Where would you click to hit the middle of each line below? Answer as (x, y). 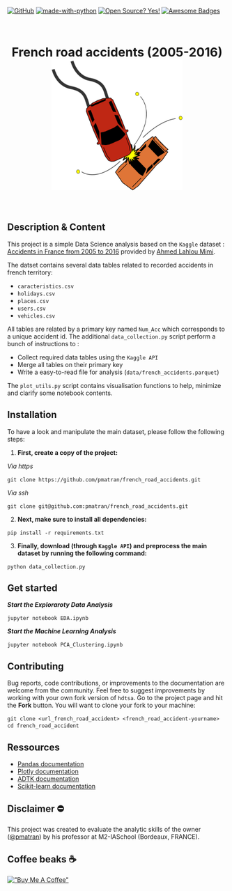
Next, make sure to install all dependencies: (82, 519)
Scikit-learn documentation (56, 786)
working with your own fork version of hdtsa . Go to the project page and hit (115, 698)
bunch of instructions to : (43, 343)
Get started (32, 588)
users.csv (32, 309)
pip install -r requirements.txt (56, 533)
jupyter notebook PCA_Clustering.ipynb (65, 645)
